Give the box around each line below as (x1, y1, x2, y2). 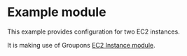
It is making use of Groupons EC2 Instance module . (7, 41, 155, 49)
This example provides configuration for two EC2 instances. (7, 27, 180, 36)
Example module (7, 4, 106, 20)
